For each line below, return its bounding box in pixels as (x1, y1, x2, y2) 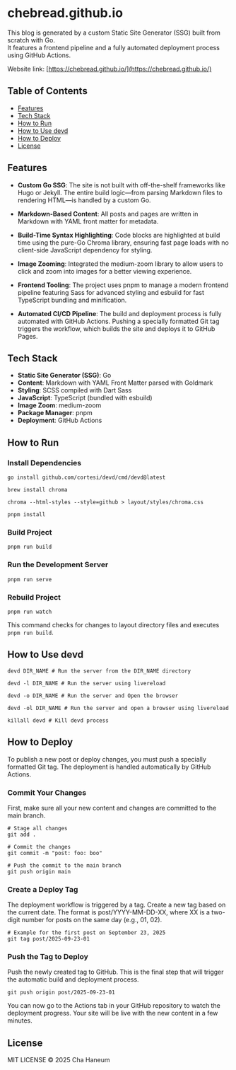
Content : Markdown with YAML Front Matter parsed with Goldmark (17, 378, 213, 387)
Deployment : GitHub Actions (17, 416, 102, 425)
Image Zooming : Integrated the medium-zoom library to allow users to (17, 260, 224, 268)
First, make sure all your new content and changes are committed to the (7, 803, 217, 812)
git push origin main (7, 868, 71, 875)
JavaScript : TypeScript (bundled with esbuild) (17, 394, 153, 402)
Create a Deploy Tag (7, 884, 78, 894)
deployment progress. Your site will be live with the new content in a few (7, 1009, 218, 1018)
